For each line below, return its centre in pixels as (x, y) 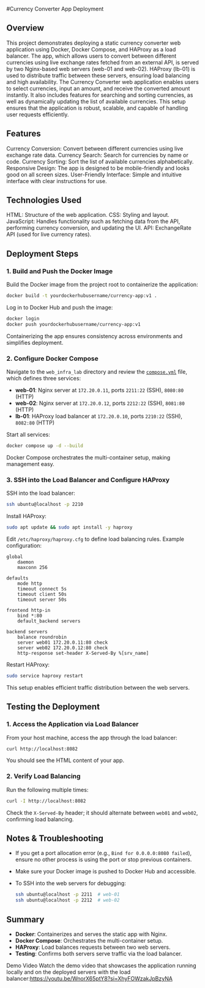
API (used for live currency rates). (49, 235)
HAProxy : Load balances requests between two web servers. (93, 947)
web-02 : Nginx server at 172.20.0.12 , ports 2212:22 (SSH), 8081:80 (100, 403)
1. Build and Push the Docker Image (60, 271)
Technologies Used (44, 201)
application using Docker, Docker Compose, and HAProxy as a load (91, 49)
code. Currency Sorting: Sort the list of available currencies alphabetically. (100, 161)
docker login (23, 319)
